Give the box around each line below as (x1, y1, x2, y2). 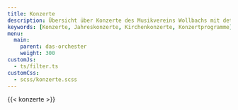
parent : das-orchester (20, 43, 87, 50)
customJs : (7, 56, 37, 63)
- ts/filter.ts (13, 63, 59, 70)
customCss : (7, 69, 40, 76)
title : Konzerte (7, 10, 55, 18)
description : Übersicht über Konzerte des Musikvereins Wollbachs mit (7, 17, 220, 24)
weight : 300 (20, 50, 55, 57)
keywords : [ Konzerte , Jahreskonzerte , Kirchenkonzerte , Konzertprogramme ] (7, 23, 233, 30)
